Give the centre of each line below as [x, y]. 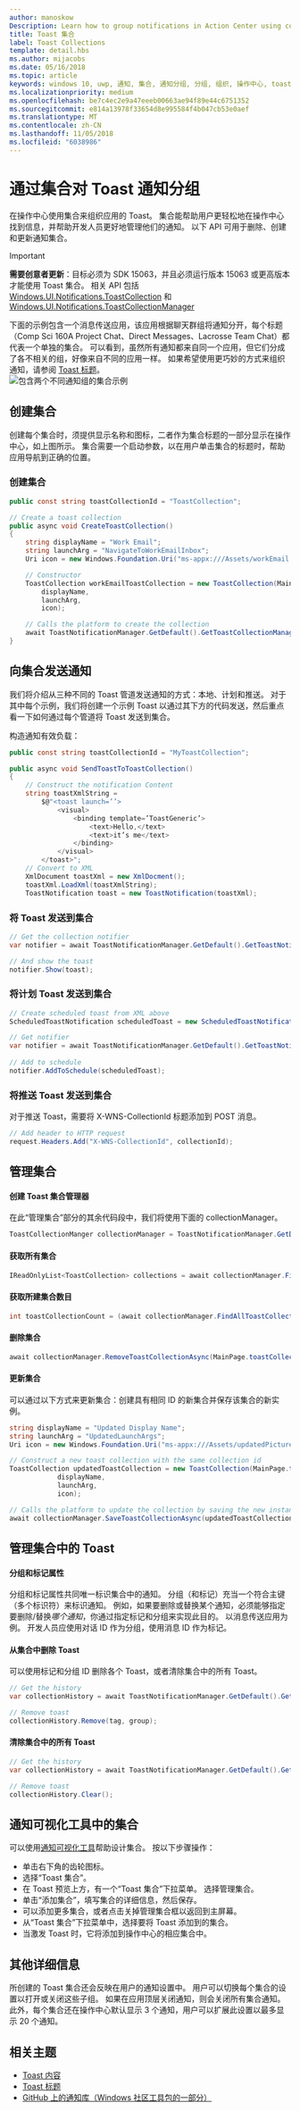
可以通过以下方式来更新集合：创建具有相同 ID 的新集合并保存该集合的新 [141, 1399]
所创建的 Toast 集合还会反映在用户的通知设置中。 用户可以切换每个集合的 [144, 1988]
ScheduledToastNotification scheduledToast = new [104, 1022]
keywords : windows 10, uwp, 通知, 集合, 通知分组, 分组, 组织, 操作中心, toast [150, 84]
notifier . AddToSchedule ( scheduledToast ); [87, 1071]
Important [27, 255]
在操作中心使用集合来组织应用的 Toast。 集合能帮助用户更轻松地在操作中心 [147, 215]
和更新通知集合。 [41, 238]
